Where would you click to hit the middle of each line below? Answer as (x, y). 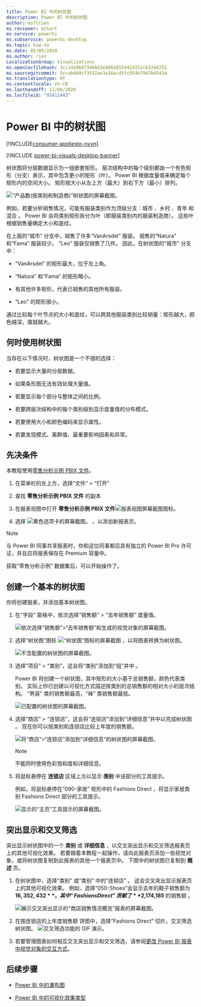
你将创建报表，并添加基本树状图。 (48, 602)
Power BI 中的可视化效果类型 (50, 997)
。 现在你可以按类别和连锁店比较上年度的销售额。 (76, 727)
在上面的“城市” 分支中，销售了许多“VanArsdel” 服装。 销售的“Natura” (91, 236)
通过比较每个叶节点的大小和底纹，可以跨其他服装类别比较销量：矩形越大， (98, 314)
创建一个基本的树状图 (45, 586)
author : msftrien (28, 23)
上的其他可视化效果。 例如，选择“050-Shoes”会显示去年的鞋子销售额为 (102, 888)
